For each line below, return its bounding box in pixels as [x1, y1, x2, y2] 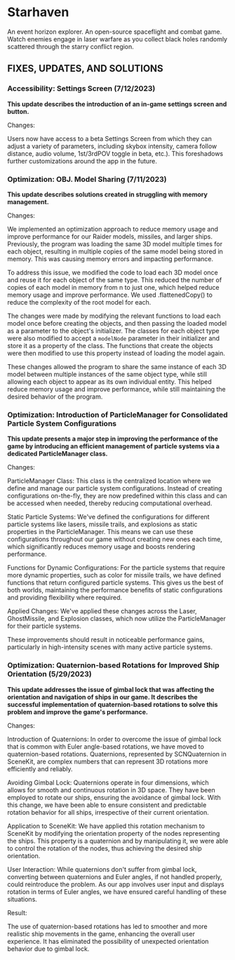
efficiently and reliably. [7, 764, 73, 773]
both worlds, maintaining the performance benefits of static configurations [7, 586, 223, 594]
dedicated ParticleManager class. [7, 450, 108, 458]
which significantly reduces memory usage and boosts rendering [7, 542, 196, 551]
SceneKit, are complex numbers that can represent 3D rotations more [7, 757, 208, 766]
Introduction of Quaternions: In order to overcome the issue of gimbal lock [7, 735, 222, 743]
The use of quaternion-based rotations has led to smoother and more [7, 922, 208, 931]
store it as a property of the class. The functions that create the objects [7, 341, 214, 349]
